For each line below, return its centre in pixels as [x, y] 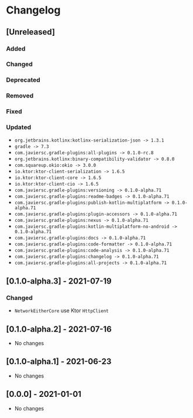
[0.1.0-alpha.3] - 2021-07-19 [59, 281]
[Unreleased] [31, 32]
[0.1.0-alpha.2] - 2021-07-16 [59, 329]
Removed [20, 96]
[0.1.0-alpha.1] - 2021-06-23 [59, 362]
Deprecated [23, 80]
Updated [18, 127]
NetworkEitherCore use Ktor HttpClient [62, 311]
